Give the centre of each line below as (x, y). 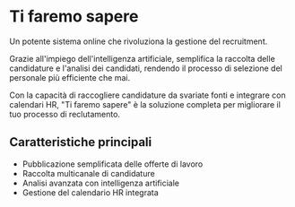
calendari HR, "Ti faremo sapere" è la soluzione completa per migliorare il (145, 104)
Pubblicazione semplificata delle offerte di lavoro (113, 164)
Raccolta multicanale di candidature (88, 173)
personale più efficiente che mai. (70, 77)
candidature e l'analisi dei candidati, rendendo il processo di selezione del (146, 68)
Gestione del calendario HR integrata (90, 192)
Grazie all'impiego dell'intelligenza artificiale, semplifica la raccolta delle (142, 58)
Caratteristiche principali (81, 142)
